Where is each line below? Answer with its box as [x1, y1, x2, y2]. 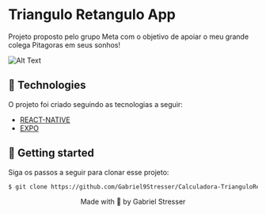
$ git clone [8, 182, 47, 191]
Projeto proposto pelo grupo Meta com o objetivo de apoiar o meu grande [8, 32, 249, 41]
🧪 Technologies [8, 78, 86, 92]
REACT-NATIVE [19, 115, 70, 124]
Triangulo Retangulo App [8, 6, 176, 24]
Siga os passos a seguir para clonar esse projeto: [8, 167, 169, 177]
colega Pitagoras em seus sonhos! [8, 40, 121, 49]
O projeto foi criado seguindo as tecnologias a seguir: [8, 99, 184, 109]
